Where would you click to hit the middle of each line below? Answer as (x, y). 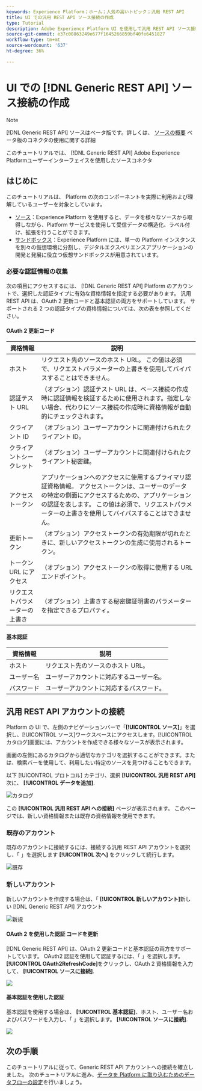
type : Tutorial (25, 23)
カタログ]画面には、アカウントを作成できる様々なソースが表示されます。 (96, 742)
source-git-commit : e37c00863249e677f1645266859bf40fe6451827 (86, 34)
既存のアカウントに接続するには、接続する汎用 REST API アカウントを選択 (98, 847)
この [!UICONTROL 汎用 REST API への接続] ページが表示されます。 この (96, 808)
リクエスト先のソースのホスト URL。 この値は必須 (112, 360)
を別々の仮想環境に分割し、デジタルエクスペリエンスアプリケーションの (104, 247)
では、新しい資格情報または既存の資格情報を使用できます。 (85, 816)
